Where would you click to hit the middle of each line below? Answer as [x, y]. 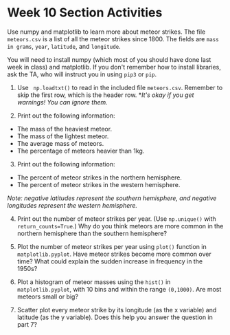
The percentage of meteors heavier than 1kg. [81, 151]
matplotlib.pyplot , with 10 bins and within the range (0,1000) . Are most [119, 289]
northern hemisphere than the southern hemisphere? [92, 233]
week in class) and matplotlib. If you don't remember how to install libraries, [114, 67]
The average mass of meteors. [60, 143]
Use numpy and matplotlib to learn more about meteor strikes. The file [106, 32]
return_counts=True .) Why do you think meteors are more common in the [120, 226]
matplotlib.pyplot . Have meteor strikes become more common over [114, 254]
